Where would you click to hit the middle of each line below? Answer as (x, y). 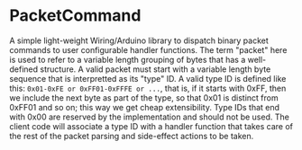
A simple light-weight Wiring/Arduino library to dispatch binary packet (139, 40)
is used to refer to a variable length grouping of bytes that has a (128, 59)
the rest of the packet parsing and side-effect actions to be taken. (132, 136)
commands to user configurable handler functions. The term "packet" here (148, 49)
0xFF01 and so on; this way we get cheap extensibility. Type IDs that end (145, 107)
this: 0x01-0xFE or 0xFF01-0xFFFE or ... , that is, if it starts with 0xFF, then (148, 88)
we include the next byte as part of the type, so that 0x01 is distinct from (144, 97)
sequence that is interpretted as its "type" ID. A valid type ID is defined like (148, 78)
